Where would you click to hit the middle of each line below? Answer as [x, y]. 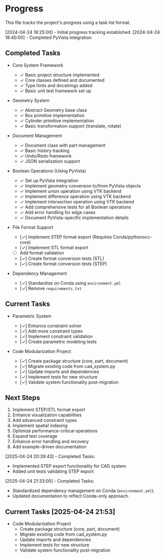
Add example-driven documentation [49, 447]
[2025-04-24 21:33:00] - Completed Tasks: [50, 481]
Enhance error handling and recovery [50, 441]
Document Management [37, 136]
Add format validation [42, 253]
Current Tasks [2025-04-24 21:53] [60, 512]
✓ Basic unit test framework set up [55, 91]
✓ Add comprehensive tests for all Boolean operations [75, 207]
